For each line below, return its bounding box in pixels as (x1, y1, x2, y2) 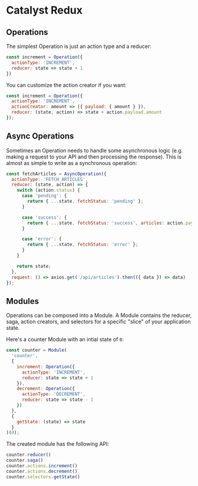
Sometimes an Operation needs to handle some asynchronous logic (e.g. (6, 147, 183, 154)
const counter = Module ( (6, 347, 67, 354)
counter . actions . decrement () (6, 468, 78, 474)
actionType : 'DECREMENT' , (21, 391, 85, 397)
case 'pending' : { (21, 193, 67, 199)
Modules (6, 296, 39, 306)
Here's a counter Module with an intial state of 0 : (6, 336, 124, 343)
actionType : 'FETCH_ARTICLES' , (11, 176, 88, 182)
